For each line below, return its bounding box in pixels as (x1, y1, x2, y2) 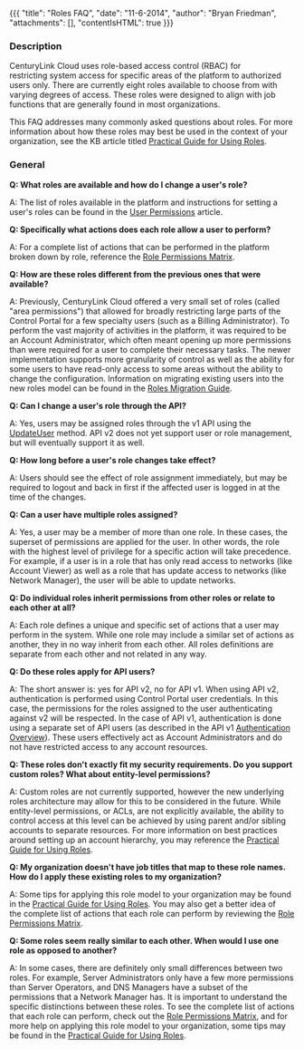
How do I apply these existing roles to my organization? (9, 870, 222, 882)
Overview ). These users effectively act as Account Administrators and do (9, 732, 283, 743)
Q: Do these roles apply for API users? (9, 666, 156, 676)
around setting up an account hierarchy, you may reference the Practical (9, 834, 280, 845)
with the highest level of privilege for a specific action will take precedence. (9, 546, 291, 557)
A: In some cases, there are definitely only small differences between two (9, 962, 283, 973)
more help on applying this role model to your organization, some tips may (9, 1020, 287, 1031)
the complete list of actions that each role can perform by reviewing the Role (9, 908, 295, 919)
